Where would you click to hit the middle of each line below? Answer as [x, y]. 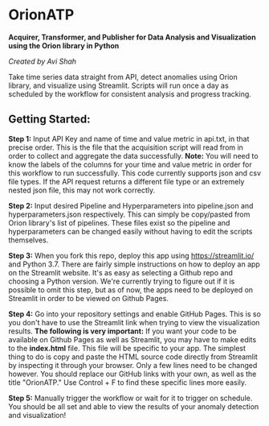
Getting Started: [49, 120]
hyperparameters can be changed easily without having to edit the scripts [130, 231]
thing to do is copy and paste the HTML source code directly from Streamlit [133, 357]
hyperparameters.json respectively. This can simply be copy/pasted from [129, 214]
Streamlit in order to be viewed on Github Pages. [88, 298]
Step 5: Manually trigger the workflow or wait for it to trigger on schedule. [130, 398]
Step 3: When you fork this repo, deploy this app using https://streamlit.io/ [131, 255]
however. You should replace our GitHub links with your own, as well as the [132, 374]
